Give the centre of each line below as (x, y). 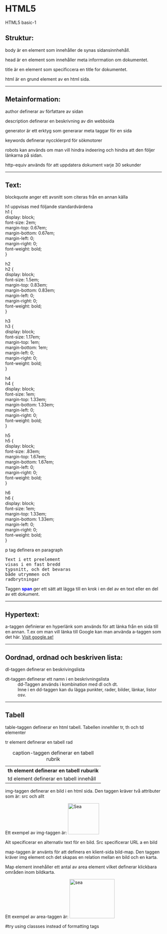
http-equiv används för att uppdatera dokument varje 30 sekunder (73, 165)
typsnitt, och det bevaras (38, 570)
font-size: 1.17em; (23, 337)
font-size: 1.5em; (22, 280)
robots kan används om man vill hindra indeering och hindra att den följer (80, 150)
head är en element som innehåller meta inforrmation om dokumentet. (77, 60)
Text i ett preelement (33, 560)
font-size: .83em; (23, 451)
